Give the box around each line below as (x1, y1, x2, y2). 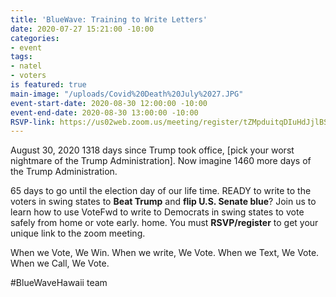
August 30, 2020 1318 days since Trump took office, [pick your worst (10, 144, 295, 156)
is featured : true (10, 80, 87, 90)
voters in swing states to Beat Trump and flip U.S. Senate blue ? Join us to (10, 196, 317, 208)
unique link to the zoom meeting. (10, 227, 146, 240)
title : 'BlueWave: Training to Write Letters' (10, 14, 208, 25)
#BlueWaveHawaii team (10, 277, 108, 289)
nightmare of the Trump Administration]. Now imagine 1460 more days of (10, 155, 312, 167)
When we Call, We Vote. (10, 257, 110, 270)
